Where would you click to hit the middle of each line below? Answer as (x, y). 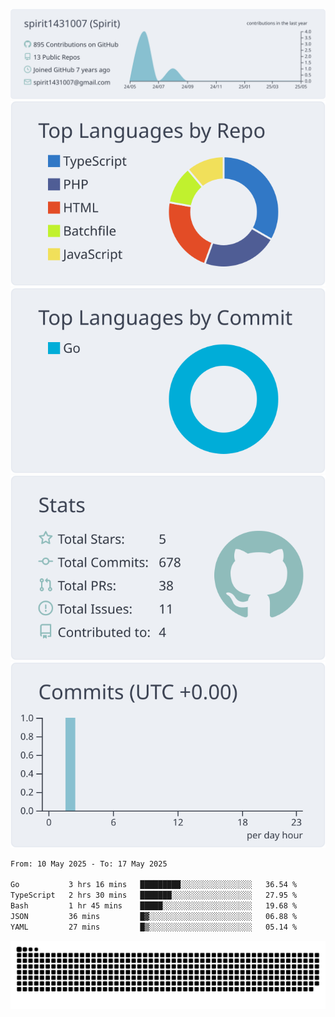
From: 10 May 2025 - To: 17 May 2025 (89, 864)
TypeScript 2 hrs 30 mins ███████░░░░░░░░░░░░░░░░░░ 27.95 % (154, 895)
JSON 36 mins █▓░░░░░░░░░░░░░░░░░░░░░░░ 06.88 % (154, 916)
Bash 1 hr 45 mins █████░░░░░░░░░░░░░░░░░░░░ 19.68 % (154, 906)
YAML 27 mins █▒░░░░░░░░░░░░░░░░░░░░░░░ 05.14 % (154, 927)
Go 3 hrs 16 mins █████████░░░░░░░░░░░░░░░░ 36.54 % (154, 885)
